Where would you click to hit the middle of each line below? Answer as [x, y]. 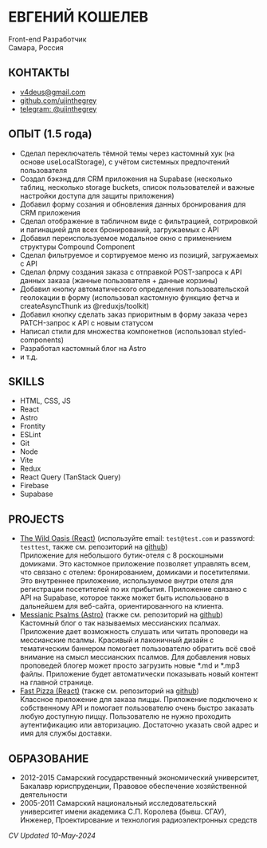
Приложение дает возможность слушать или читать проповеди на [134, 632]
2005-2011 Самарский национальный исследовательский [118, 803]
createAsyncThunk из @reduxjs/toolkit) [84, 306]
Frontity [33, 426]
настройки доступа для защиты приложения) [97, 195]
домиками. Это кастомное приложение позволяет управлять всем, [135, 564]
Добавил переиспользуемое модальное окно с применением [126, 238]
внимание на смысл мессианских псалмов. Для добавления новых [135, 657]
